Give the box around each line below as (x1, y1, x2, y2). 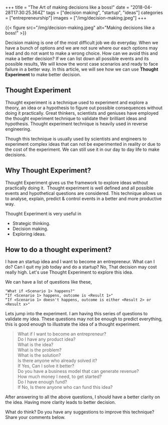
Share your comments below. (5, 414, 66, 420)
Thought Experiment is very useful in (5, 210, 82, 217)
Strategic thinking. (12, 220, 51, 226)
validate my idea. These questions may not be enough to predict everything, (5, 316, 163, 322)
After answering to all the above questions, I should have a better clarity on (5, 394, 160, 400)
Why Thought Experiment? (5, 166, 91, 175)
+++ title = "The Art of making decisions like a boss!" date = (5, 5, 129, 10)
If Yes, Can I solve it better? (17, 363, 74, 369)
